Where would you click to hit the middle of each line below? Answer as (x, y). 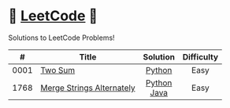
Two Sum (58, 70)
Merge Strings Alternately (88, 88)
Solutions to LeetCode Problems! (62, 38)
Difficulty (200, 56)
